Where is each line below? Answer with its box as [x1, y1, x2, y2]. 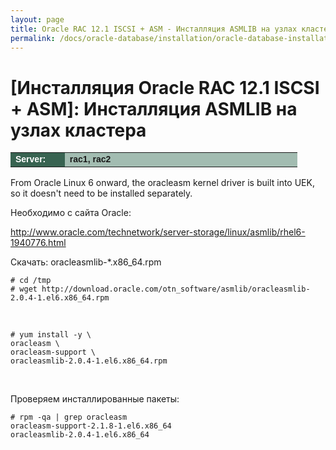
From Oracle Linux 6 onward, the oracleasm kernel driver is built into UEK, [10, 177, 315, 189]
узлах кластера [10, 119, 147, 141]
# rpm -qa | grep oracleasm [10, 412, 128, 423]
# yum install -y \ [10, 330, 92, 340]
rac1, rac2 [69, 154, 112, 165]
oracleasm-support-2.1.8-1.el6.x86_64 [10, 421, 172, 431]
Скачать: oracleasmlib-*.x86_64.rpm [10, 256, 162, 268]
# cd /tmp [10, 276, 52, 286]
